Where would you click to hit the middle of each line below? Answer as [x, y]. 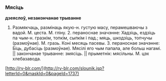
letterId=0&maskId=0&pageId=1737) [42, 74]
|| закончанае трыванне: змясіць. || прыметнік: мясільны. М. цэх [81, 54]
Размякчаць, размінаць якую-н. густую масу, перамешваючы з [80, 27]
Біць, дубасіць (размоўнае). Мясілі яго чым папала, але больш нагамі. [87, 49]
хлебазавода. [27, 59]
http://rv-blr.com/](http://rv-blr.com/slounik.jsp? [55, 68]
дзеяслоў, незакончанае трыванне [43, 18]
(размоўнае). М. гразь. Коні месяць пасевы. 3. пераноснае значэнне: [86, 43]
